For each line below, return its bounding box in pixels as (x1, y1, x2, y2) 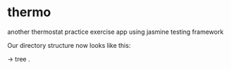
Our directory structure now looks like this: (7, 41, 131, 49)
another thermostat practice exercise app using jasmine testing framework (7, 27, 224, 36)
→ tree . (7, 54, 30, 63)
